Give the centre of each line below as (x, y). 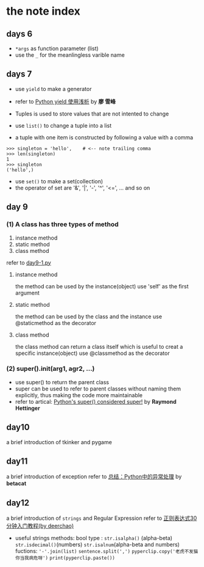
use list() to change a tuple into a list (63, 125)
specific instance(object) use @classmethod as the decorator (92, 353)
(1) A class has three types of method (62, 224)
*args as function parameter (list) (57, 48)
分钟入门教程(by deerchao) (40, 526)
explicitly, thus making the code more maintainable (79, 395)
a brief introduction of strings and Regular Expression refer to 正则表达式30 (102, 518)
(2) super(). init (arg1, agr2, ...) (51, 369)
